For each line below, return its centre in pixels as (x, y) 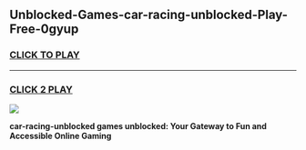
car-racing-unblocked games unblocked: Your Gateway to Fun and (138, 125)
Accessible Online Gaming (61, 135)
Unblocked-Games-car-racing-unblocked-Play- (149, 15)
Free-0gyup (44, 30)
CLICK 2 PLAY (41, 89)
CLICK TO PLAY (45, 55)
